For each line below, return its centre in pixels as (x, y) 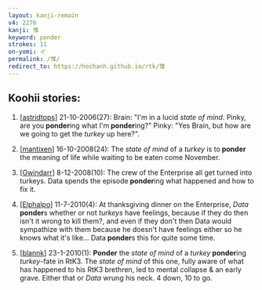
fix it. (27, 189)
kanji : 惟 (24, 30)
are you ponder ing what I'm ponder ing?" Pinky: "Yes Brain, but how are (135, 125)
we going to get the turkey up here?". (79, 133)
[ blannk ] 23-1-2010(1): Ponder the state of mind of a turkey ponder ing (133, 252)
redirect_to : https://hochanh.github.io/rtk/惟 (87, 67)
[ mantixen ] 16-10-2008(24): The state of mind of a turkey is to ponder (133, 149)
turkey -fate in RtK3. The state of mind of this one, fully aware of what (132, 261)
